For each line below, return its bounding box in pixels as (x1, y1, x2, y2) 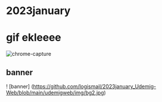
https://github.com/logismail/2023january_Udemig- (33, 83, 156, 90)
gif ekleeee (6, 31, 61, 45)
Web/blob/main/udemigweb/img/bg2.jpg (6, 89, 104, 96)
